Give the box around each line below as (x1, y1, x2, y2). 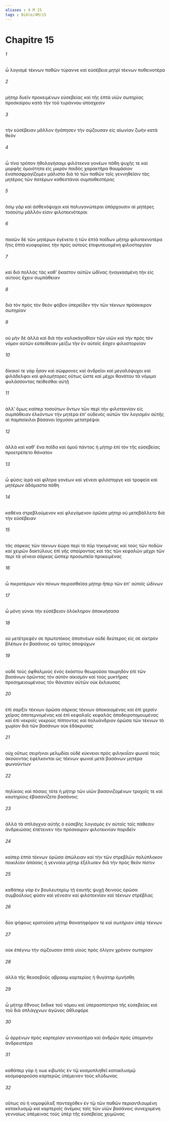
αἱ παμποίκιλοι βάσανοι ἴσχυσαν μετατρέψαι (5, 417, 100, 423)
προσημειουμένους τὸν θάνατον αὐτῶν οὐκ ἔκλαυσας (5, 679, 121, 685)
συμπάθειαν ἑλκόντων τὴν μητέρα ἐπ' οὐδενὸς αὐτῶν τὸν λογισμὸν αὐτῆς (5, 411, 164, 417)
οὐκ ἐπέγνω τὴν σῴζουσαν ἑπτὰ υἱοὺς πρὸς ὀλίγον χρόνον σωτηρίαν (5, 947, 153, 953)
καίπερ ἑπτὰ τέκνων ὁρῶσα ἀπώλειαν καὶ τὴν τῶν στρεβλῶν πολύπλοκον (5, 854, 163, 860)
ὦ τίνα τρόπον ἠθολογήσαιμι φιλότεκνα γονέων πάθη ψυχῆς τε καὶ (5, 160, 148, 166)
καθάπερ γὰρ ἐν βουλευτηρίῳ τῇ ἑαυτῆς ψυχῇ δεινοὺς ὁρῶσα (5, 887, 138, 893)
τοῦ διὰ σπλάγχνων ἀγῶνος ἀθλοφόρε (5, 1007, 89, 1013)
